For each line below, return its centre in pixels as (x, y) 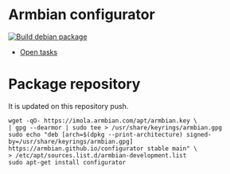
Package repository (74, 84)
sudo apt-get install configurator (67, 162)
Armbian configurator (82, 15)
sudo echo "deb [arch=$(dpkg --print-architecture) (96, 134)
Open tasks (39, 52)
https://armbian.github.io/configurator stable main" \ (103, 149)
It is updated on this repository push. (68, 106)
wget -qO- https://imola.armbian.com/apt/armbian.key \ (103, 121)
